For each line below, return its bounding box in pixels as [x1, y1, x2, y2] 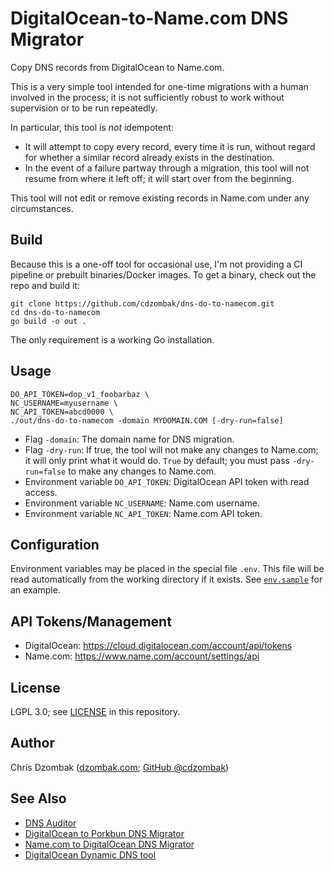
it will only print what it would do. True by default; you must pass [24, 454, 290, 466]
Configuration [10, 536, 100, 553]
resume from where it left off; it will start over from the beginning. [24, 172, 295, 184]
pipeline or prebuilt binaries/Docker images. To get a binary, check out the [10, 268, 317, 281]
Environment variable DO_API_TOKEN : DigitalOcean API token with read [24, 475, 310, 487]
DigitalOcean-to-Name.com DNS [10, 7, 289, 30]
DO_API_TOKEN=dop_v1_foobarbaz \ [10, 389, 150, 399]
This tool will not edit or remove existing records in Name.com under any [10, 192, 310, 204]
